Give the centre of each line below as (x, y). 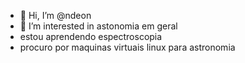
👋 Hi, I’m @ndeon (55, 15)
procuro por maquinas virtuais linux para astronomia (127, 47)
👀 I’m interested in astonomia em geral (98, 26)
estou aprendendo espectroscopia (91, 36)
